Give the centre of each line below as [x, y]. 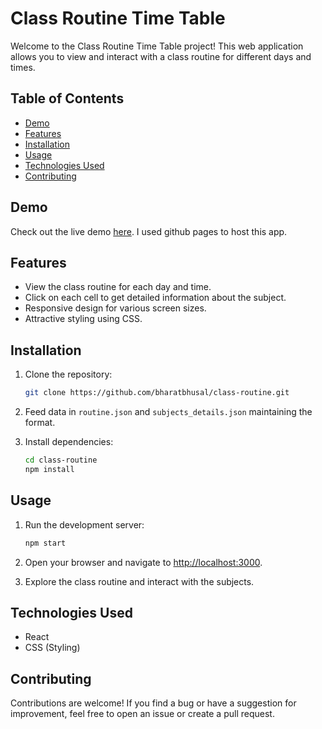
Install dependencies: [69, 442]
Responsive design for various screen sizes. [115, 308]
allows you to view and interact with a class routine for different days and [161, 56]
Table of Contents [67, 98]
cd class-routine [61, 460]
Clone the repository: [68, 374]
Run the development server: [84, 524]
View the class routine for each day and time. [118, 287]
